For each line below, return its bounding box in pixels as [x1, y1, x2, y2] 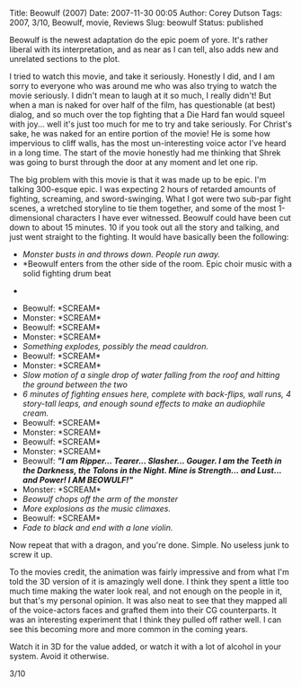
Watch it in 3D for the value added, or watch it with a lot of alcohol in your [9, 641, 281, 652]
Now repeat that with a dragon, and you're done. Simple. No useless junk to [9, 540, 289, 550]
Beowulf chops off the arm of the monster [22, 494, 178, 504]
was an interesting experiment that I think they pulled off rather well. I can [9, 614, 282, 625]
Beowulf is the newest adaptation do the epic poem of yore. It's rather [9, 35, 269, 45]
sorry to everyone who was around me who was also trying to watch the [9, 81, 277, 91]
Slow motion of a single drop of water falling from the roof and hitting [22, 370, 280, 380]
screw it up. [9, 550, 53, 559]
